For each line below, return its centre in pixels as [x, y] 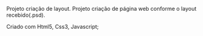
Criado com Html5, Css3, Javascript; [53, 27]
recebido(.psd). [26, 15]
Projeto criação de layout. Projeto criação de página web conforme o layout [102, 9]
